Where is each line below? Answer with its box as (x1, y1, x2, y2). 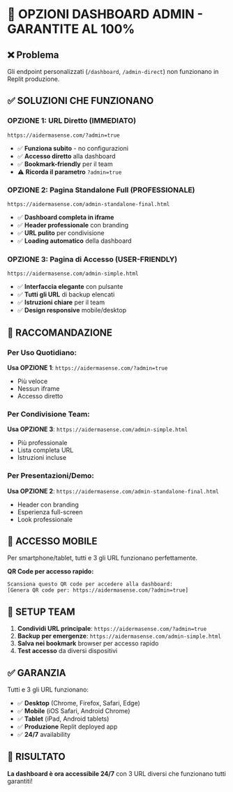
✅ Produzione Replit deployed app (17, 722, 118, 731)
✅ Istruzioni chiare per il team (17, 298, 105, 306)
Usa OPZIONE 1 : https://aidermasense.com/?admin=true (7, 363, 168, 372)
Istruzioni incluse (17, 454, 67, 462)
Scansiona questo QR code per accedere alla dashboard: (7, 581, 173, 588)
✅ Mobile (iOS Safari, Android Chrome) (17, 707, 130, 715)
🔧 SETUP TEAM (7, 606, 75, 618)
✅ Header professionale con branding (17, 221, 129, 229)
